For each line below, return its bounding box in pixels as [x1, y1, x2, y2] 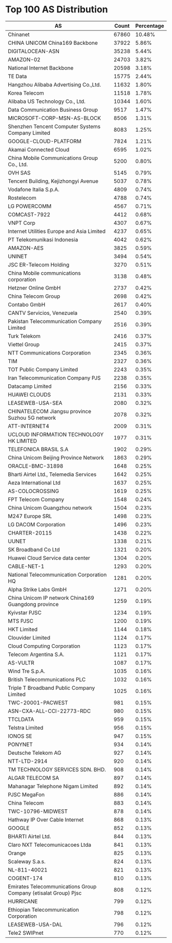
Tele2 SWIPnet [8, 929, 44, 936]
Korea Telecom [8, 89, 45, 96]
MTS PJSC [8, 617, 34, 625]
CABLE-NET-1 [8, 562, 45, 570]
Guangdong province [8, 600, 59, 608]
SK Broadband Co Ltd [8, 546, 60, 553]
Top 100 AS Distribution [5, 4, 109, 15]
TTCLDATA [8, 716, 34, 723]
